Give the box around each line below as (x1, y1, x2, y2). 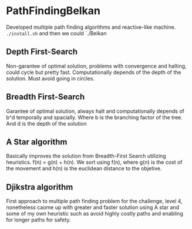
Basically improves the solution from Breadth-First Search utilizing (6, 153, 166, 160)
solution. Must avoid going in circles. (6, 75, 95, 82)
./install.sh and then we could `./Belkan (6, 29, 107, 36)
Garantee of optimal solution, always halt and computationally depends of (6, 107, 185, 114)
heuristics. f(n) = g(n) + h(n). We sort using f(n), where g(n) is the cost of (6, 159, 183, 166)
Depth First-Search (6, 47, 78, 57)
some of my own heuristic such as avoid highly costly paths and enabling (6, 210, 184, 217)
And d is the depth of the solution (6, 120, 87, 127)
